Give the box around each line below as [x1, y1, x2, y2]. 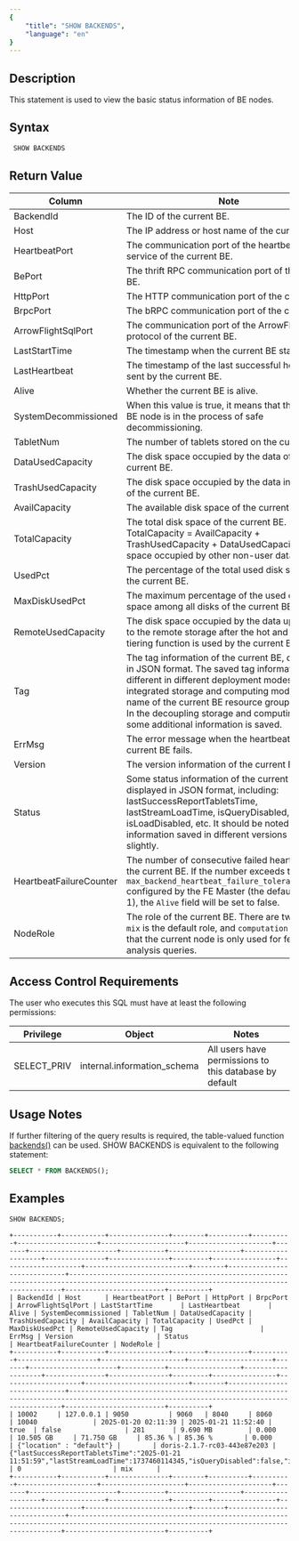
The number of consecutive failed [125, 853, 268, 866]
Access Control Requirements [9, 973, 180, 988]
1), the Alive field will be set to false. [125, 896, 280, 908]
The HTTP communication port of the [125, 290, 283, 303]
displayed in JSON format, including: [125, 784, 279, 796]
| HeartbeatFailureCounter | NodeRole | [9, 1340, 162, 1349]
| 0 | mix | [9, 1464, 162, 1473]
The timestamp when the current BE [125, 344, 278, 357]
